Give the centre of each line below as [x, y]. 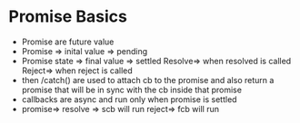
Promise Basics [68, 17]
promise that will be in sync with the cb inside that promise [132, 90]
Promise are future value [68, 42]
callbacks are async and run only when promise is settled [129, 99]
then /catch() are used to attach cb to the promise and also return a [148, 80]
